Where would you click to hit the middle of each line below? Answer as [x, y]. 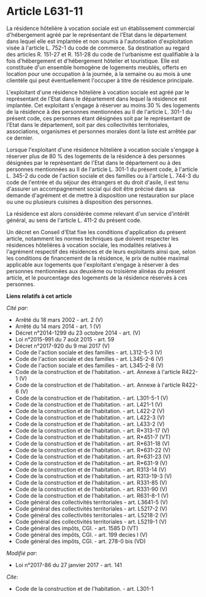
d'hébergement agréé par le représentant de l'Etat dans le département [97, 34]
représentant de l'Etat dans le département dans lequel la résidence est [97, 99]
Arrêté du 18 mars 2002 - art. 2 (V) [59, 319]
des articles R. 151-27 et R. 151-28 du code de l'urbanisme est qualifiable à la [103, 54]
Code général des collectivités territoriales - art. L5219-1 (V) [91, 522]
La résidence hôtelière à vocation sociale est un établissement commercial [101, 28]
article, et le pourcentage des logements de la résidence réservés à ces [97, 278]
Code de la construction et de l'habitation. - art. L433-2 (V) [90, 424]
